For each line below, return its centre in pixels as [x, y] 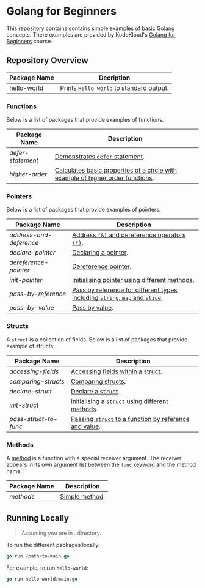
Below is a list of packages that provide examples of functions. [85, 120]
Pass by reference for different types [125, 290]
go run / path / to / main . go [38, 556]
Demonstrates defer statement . [99, 157]
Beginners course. [30, 41]
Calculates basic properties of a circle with [116, 171]
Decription [114, 78]
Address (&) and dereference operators [129, 235]
